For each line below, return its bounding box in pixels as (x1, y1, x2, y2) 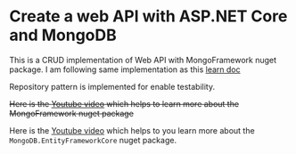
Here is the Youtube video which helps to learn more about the (9, 98, 239, 109)
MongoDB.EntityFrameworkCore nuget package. (9, 134, 177, 145)
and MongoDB (9, 25, 118, 45)
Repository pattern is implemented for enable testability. (9, 81, 216, 92)
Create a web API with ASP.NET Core (9, 6, 288, 27)
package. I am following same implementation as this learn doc (9, 64, 241, 75)
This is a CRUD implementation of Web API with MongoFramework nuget (9, 54, 277, 65)
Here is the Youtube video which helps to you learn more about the (9, 125, 256, 135)
